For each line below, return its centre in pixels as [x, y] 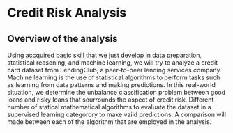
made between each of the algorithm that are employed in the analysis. [110, 122]
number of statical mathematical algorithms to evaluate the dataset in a [109, 107]
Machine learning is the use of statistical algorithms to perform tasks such [114, 77]
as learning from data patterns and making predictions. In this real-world [112, 85]
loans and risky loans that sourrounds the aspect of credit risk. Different [111, 100]
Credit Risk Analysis [67, 13]
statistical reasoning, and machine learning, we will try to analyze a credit [113, 63]
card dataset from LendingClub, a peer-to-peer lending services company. [114, 70]
